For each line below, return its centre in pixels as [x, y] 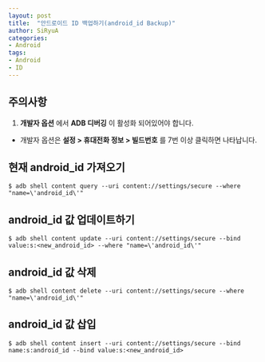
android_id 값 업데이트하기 [72, 219]
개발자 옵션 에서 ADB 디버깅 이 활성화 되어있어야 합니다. [107, 123]
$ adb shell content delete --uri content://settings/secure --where [127, 291]
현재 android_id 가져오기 [67, 167]
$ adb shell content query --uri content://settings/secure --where [125, 186]
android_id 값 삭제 [52, 272]
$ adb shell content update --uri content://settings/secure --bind [125, 239]
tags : [17, 53]
